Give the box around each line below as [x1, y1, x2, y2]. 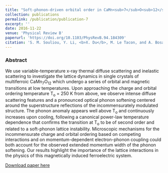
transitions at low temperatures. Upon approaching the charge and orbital [5, 85, 156, 91]
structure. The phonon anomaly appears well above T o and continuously [5, 107, 154, 115]
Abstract [5, 56, 27, 63]
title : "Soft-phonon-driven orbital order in [5, 7, 101, 13]
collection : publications [5, 12, 59, 17]
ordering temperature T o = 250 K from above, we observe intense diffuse [5, 90, 156, 98]
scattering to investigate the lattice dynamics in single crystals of [5, 73, 139, 79]
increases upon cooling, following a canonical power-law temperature [5, 114, 149, 120]
